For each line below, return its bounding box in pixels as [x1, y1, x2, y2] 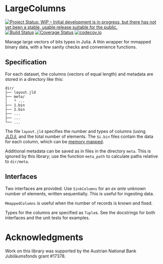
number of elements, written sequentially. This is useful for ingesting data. [5, 190, 155, 196]
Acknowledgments [5, 232, 84, 243]
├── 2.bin [5, 107, 25, 112]
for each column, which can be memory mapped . [5, 138, 104, 144]
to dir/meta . [5, 158, 29, 164]
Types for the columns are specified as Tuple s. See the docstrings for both [5, 209, 155, 215]
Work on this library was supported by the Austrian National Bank [5, 248, 137, 254]
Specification [5, 58, 47, 66]
